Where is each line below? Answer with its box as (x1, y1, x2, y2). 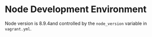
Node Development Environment (5, 4, 147, 15)
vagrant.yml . (5, 25, 32, 31)
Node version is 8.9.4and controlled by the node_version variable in (5, 20, 147, 26)
